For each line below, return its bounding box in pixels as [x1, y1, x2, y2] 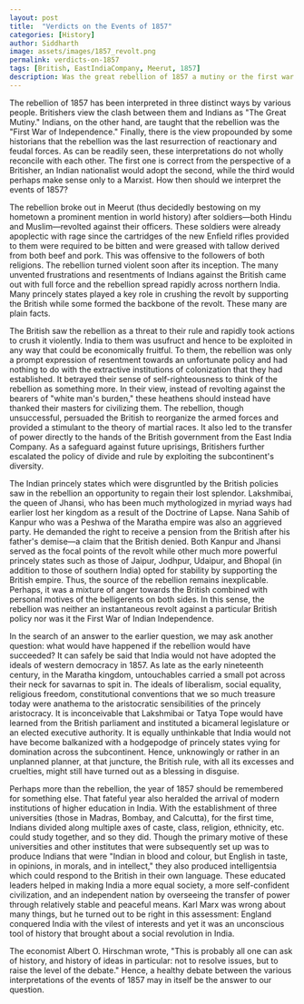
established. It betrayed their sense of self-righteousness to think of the [9, 373, 279, 384]
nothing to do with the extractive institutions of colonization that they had [9, 364, 283, 375]
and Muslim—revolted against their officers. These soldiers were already [9, 221, 281, 231]
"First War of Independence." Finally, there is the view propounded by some [9, 126, 293, 137]
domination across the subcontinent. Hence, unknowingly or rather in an [9, 746, 279, 757]
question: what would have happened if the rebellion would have [9, 640, 251, 651]
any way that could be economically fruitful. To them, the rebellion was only [9, 344, 292, 355]
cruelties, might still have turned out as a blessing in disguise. [9, 765, 240, 776]
